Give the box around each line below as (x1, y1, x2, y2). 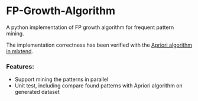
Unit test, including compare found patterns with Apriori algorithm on (14, 82, 183, 89)
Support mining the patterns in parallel (14, 76, 109, 83)
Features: (6, 62, 34, 70)
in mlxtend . (6, 47, 34, 54)
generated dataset (14, 89, 60, 96)
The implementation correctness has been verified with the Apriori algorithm (6, 41, 193, 48)
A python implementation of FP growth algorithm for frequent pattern (6, 24, 174, 31)
